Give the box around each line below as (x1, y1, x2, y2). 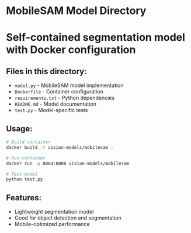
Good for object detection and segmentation (14, 214, 121, 221)
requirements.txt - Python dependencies (14, 95, 115, 102)
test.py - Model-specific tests (14, 107, 88, 114)
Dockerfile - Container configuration (14, 88, 104, 95)
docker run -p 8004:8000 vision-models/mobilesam (6, 161, 130, 166)
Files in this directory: (6, 66, 87, 76)
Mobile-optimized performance (14, 221, 91, 228)
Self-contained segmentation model (6, 31, 186, 44)
